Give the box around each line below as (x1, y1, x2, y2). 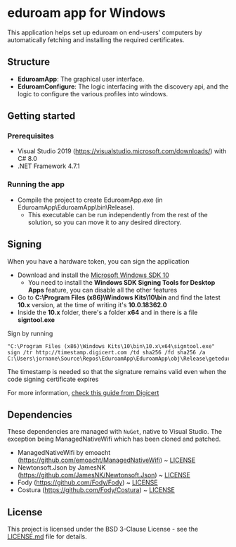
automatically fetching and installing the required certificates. (7, 35, 185, 44)
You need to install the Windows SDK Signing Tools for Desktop (27, 278, 216, 286)
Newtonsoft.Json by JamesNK (17, 463, 106, 472)
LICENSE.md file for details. (7, 532, 87, 541)
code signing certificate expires (7, 375, 99, 383)
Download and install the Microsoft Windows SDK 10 (17, 271, 170, 279)
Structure (7, 56, 51, 68)
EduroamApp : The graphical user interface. (17, 75, 145, 83)
